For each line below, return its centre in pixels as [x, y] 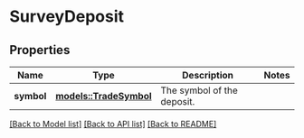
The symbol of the [199, 90]
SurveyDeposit [67, 17]
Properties [40, 50]
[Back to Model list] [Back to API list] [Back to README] [113, 124]
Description [208, 75]
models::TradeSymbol [104, 96]
